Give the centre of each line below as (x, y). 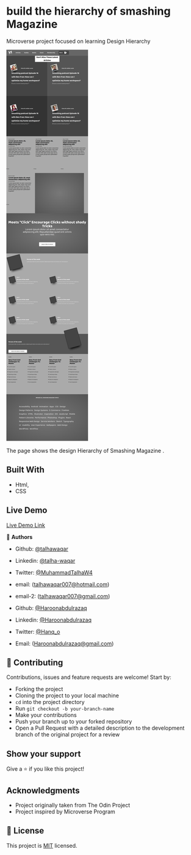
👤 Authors (20, 537)
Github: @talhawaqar (41, 549)
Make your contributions (46, 715)
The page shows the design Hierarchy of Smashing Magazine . (85, 450)
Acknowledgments (43, 791)
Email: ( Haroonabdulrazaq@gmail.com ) (64, 644)
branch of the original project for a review (67, 735)
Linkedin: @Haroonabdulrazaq (53, 620)
